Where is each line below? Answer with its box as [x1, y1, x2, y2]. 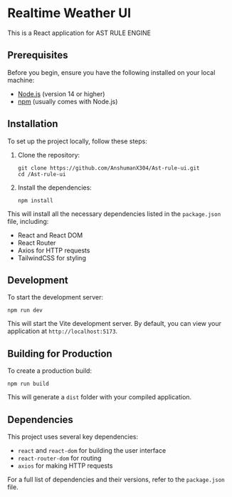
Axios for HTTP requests [17, 246, 90, 255]
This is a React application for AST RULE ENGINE [7, 29, 152, 37]
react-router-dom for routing [17, 454, 102, 462]
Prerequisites [7, 49, 68, 61]
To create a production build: [7, 367, 93, 375]
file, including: [7, 217, 49, 225]
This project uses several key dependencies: [7, 433, 139, 441]
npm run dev [7, 307, 43, 314]
